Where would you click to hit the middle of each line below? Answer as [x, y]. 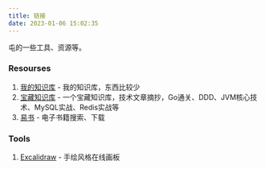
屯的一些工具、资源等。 [47, 47]
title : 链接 [27, 16]
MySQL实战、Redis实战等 [77, 107]
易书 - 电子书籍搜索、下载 [63, 117]
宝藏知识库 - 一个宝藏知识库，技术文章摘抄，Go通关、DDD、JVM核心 [135, 97]
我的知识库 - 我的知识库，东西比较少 [80, 87]
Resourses [30, 68]
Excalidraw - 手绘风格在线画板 [70, 157]
